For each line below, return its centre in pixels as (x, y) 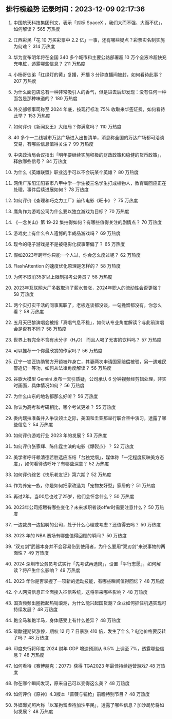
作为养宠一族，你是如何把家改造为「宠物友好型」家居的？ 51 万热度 (84, 485)
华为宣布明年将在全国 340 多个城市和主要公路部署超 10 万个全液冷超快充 (90, 57)
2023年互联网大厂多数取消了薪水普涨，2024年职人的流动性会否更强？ (88, 288)
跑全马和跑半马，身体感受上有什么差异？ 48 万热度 (67, 620)
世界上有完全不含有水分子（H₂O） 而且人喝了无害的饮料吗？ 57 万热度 (87, 339)
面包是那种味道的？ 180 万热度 (45, 98)
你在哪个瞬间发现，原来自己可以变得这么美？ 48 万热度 (71, 683)
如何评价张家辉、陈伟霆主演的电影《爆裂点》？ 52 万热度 (73, 446)
